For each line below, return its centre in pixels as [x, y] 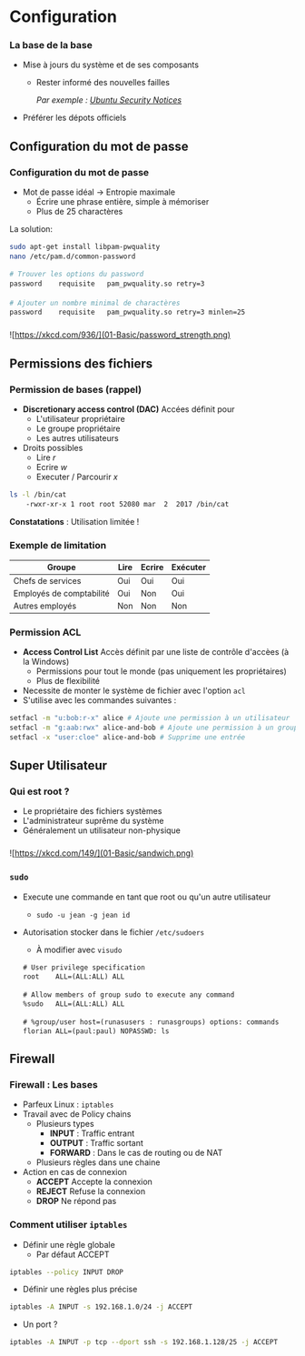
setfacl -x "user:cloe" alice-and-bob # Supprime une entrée [128, 737]
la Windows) [46, 662]
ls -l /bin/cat [38, 494]
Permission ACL [45, 632]
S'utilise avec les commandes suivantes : [99, 700]
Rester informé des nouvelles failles [103, 83]
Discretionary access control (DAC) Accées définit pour [128, 409]
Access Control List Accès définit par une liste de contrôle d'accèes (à [156, 652]
